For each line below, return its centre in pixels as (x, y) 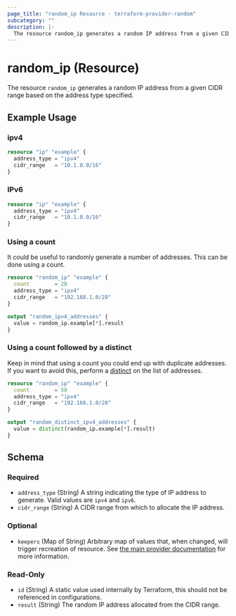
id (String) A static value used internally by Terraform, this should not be (122, 590)
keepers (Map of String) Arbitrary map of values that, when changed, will (123, 541)
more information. (43, 556)
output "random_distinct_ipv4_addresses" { (72, 422)
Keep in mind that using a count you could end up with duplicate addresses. (117, 363)
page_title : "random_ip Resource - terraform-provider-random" (102, 14)
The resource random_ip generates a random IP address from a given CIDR (115, 88)
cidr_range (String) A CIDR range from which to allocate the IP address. (121, 508)
